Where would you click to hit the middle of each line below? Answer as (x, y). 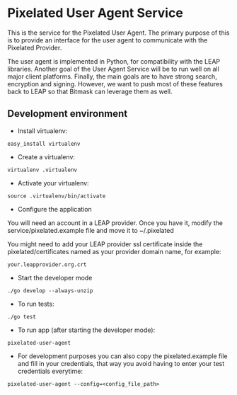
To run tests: (36, 304)
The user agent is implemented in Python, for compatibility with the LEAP (114, 61)
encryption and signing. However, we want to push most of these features (115, 84)
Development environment (68, 114)
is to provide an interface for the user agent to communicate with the (108, 40)
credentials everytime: (50, 371)
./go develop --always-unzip (50, 291)
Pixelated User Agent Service (96, 13)
